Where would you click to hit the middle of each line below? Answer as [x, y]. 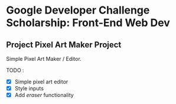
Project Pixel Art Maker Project [64, 45]
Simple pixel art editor [41, 82]
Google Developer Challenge [78, 10]
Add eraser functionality [44, 95]
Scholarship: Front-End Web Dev [88, 23]
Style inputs [29, 89]
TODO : [15, 70]
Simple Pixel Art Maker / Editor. [44, 59]
